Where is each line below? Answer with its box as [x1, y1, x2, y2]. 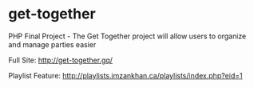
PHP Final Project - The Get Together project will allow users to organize [8, 31, 247, 41]
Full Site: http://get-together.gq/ [8, 55, 113, 65]
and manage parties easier [8, 39, 97, 49]
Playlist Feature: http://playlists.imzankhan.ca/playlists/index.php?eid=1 [8, 70, 243, 80]
